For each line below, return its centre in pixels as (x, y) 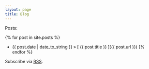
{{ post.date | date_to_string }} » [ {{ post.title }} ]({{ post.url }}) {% (78, 47)
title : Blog (17, 14)
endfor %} (22, 52)
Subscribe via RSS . (24, 61)
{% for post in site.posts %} (33, 37)
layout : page (18, 9)
